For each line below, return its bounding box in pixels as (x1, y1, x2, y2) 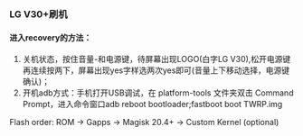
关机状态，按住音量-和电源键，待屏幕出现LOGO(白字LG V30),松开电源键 (22, 54, 291, 65)
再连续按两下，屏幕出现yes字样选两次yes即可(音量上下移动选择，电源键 (22, 65, 290, 76)
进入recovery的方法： (9, 32, 92, 42)
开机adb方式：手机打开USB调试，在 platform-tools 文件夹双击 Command (22, 87, 294, 98)
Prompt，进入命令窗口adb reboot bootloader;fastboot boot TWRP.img (22, 99, 283, 110)
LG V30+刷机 (9, 7, 68, 20)
